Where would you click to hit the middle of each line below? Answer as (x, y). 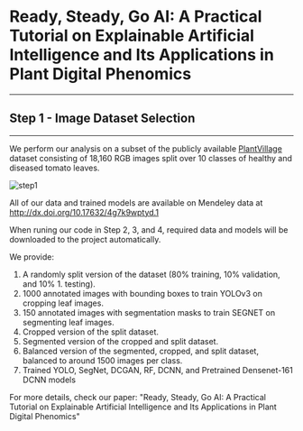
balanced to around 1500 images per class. (102, 360)
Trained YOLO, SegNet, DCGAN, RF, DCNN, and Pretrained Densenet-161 (157, 370)
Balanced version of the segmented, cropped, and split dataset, (141, 351)
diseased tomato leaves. (55, 168)
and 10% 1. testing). (59, 284)
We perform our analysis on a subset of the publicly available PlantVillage (146, 148)
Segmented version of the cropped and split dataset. (120, 341)
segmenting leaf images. (68, 322)
